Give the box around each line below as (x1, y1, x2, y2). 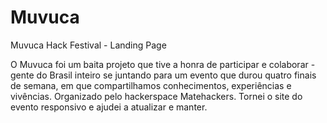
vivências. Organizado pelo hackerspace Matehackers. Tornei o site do (10, 90, 303, 102)
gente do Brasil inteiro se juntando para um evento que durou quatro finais (10, 69, 317, 81)
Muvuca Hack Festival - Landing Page (10, 39, 167, 51)
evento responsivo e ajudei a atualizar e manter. (10, 101, 208, 113)
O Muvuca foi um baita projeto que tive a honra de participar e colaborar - (10, 58, 316, 70)
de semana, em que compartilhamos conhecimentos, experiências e (10, 79, 292, 91)
